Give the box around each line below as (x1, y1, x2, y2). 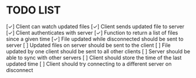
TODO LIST (6, 4, 61, 17)
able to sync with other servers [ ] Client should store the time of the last (6, 54, 182, 61)
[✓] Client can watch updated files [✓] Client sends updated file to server (6, 23, 185, 30)
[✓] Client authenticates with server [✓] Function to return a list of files (6, 29, 178, 36)
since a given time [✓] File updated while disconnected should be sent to (6, 35, 184, 42)
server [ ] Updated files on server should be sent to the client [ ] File (6, 42, 171, 49)
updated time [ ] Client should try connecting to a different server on (6, 60, 172, 67)
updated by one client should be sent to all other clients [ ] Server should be (6, 48, 190, 55)
